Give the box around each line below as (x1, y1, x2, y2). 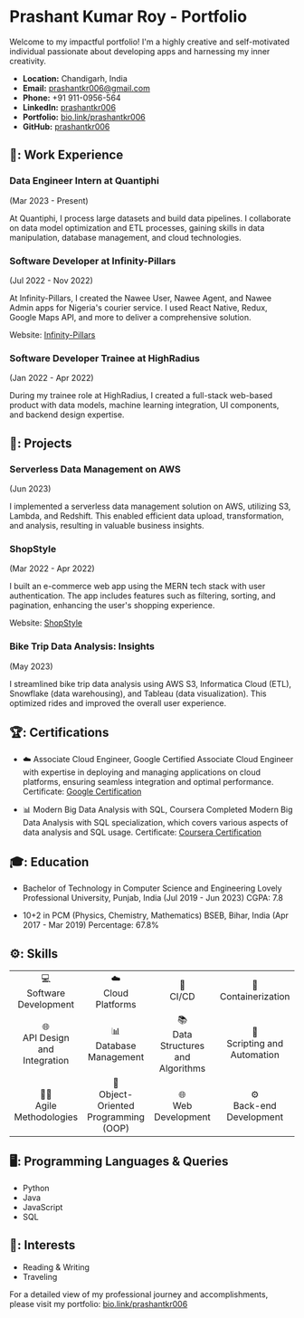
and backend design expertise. (9, 409, 125, 420)
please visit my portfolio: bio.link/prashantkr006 (9, 1298, 188, 1309)
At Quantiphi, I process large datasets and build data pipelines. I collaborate (9, 213, 291, 224)
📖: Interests (9, 1237, 76, 1253)
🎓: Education (9, 854, 90, 870)
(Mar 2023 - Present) (9, 195, 89, 205)
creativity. (9, 55, 47, 66)
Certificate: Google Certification (22, 786, 142, 797)
